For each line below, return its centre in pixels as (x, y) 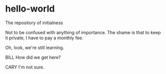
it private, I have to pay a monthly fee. (44, 38)
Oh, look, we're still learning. (35, 47)
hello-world (30, 9)
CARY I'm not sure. (25, 67)
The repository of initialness (34, 23)
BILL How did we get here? (33, 57)
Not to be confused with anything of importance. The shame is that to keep (83, 32)
